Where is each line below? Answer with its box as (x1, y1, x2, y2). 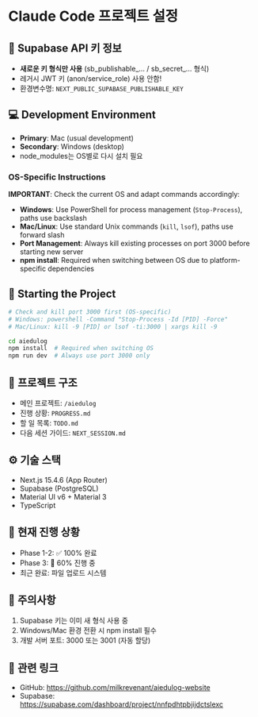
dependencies (47, 264, 95, 274)
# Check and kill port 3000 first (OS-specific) (8, 307, 172, 316)
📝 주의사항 (8, 593, 57, 607)
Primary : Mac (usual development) (19, 133, 135, 143)
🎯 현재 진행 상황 (8, 526, 81, 539)
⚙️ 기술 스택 (8, 453, 62, 467)
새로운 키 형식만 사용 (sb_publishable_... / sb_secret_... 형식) (19, 64, 210, 73)
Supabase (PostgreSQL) (19, 484, 99, 493)
